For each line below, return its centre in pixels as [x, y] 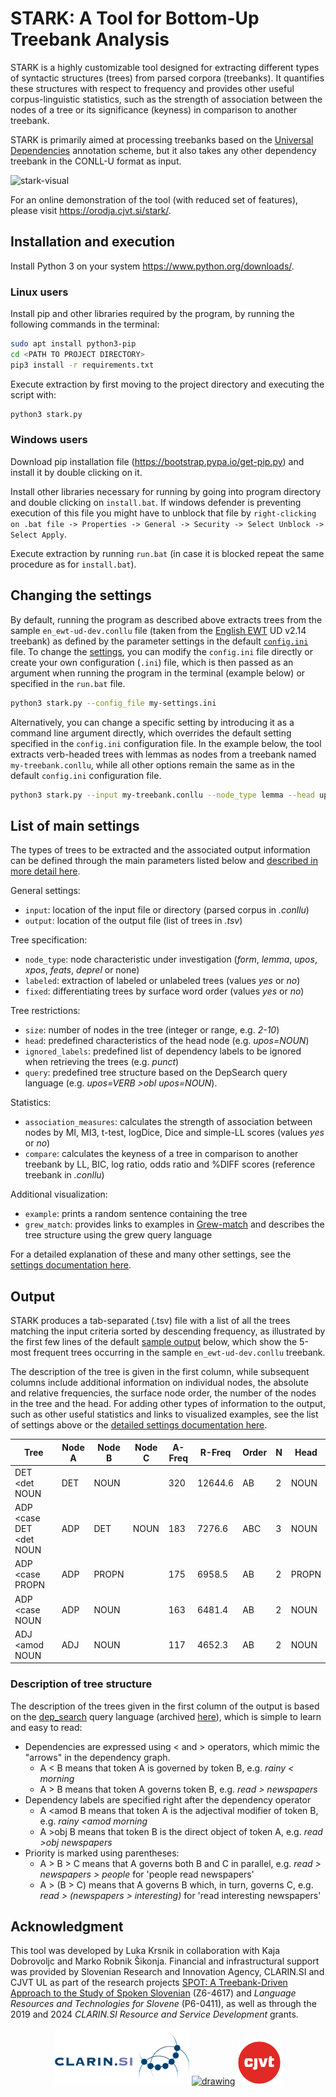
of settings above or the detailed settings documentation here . [139, 1425]
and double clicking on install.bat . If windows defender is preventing [156, 502]
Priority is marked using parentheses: [102, 1853]
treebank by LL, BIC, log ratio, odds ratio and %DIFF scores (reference [170, 1164]
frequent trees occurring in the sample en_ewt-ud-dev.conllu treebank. [179, 1353]
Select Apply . [38, 534]
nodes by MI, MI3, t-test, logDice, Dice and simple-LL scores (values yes [174, 1133]
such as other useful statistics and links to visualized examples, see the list [164, 1414]
